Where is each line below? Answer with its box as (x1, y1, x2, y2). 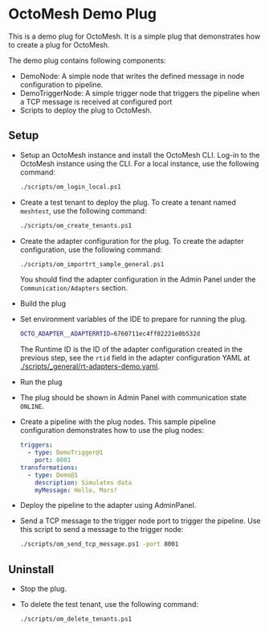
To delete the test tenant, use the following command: (19, 600, 199, 609)
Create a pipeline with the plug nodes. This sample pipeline (19, 417, 217, 427)
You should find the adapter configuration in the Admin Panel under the (19, 274, 256, 284)
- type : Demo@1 (27, 471, 79, 479)
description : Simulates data (35, 478, 132, 487)
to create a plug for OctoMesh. (8, 39, 110, 49)
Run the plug (19, 377, 63, 387)
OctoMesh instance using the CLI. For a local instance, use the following (19, 159, 259, 168)
